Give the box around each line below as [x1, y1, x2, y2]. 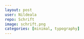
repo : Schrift [5, 17, 35, 22]
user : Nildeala [5, 12, 37, 17]
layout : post [5, 7, 32, 13]
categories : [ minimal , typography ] [5, 26, 80, 31]
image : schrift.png [5, 21, 46, 27]
